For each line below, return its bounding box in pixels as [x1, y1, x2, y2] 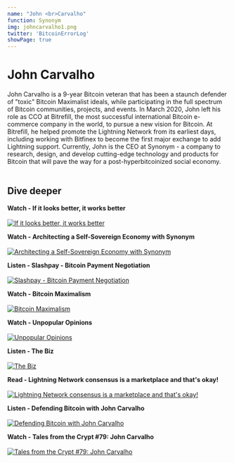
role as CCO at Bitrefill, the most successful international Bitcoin [7, 113, 193, 121]
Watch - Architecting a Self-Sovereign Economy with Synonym [7, 232, 195, 241]
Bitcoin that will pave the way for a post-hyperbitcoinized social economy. [7, 158, 221, 166]
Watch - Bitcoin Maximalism [7, 289, 91, 298]
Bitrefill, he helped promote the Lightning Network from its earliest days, [7, 127, 216, 136]
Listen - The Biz [7, 346, 54, 355]
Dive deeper [7, 185, 62, 197]
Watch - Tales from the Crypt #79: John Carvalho [7, 432, 155, 440]
